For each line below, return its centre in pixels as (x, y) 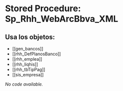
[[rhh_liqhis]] (25, 64)
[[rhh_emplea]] (27, 59)
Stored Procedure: (43, 9)
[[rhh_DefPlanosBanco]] (36, 54)
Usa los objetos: (30, 37)
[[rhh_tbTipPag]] (29, 69)
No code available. (24, 84)
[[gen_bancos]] (28, 49)
